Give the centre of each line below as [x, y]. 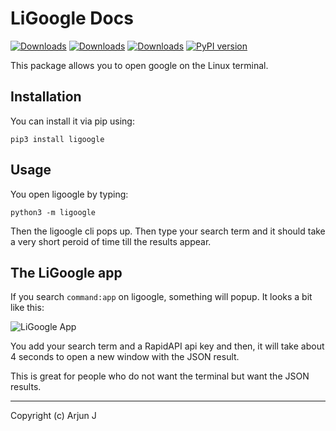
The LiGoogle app [66, 272]
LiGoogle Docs [72, 18]
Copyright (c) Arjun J [53, 416]
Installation [46, 97]
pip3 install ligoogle [57, 139]
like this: [27, 308]
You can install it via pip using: [72, 121]
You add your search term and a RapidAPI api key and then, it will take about [167, 346]
